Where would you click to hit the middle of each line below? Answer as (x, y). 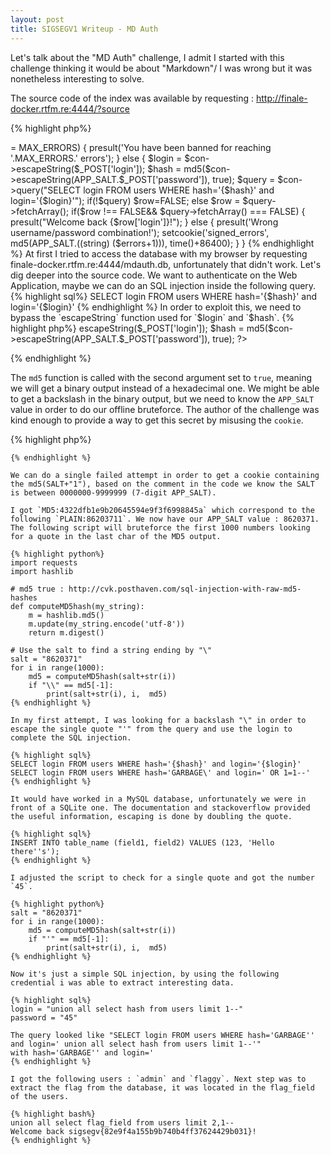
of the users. (40, 1096)
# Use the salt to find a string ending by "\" (111, 650)
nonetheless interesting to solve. (77, 78)
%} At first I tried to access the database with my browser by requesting (159, 253)
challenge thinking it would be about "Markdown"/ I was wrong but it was (161, 68)
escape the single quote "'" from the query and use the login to (151, 729)
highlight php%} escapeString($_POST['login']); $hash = (127, 328)
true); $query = (244, 179)
